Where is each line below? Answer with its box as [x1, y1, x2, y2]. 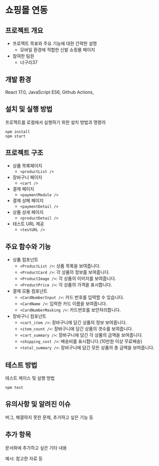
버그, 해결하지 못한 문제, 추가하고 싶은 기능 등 [5, 414, 94, 420]
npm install [5, 129, 30, 134]
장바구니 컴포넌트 [12, 313, 47, 319]
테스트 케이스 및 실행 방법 [5, 375, 55, 381]
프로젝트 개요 [5, 26, 44, 35]
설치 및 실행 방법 [5, 105, 53, 114]
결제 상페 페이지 [12, 198, 44, 204]
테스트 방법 [5, 360, 38, 369]
